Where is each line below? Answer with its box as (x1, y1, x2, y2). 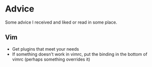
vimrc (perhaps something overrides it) (12, 56, 91, 62)
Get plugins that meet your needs (12, 46, 79, 52)
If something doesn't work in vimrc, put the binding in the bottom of (12, 51, 148, 57)
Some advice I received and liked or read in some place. (5, 19, 118, 25)
